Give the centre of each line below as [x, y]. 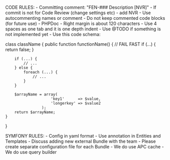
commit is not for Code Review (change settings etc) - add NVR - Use [78, 13]
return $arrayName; [35, 112]
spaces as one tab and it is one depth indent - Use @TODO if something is [83, 29]
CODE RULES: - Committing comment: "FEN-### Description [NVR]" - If [81, 7]
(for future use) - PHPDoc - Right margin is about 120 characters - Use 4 [81, 23]
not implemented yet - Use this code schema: [53, 34]
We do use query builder [31, 152]
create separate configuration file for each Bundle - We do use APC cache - [84, 147]
